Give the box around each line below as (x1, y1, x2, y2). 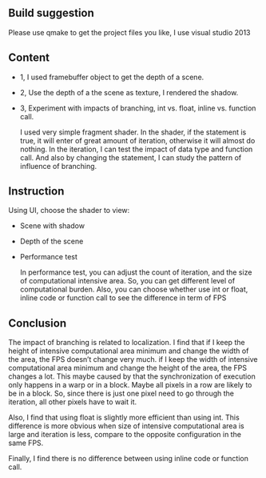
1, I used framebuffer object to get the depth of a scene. (19, 72, 204, 82)
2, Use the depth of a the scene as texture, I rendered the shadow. (19, 87, 239, 97)
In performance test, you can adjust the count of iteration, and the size (19, 267, 252, 277)
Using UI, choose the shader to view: (8, 206, 130, 215)
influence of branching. (19, 161, 97, 171)
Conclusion (8, 316, 67, 330)
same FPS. (8, 438, 44, 448)
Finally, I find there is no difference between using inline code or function (8, 454, 249, 464)
